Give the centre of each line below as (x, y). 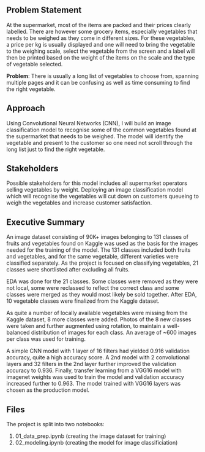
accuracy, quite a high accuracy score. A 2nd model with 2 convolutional (98, 357)
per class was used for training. (46, 339)
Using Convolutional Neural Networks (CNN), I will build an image (89, 123)
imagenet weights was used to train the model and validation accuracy (95, 377)
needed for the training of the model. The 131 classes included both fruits (99, 250)
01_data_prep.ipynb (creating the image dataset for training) (91, 436)
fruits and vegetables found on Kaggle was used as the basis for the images (102, 244)
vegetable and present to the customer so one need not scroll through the (99, 142)
